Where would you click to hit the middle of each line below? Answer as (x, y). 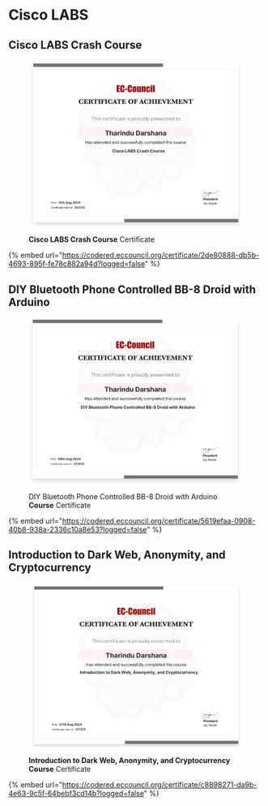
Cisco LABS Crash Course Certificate (92, 239)
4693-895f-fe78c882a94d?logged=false (77, 264)
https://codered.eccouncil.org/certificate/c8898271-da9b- (160, 784)
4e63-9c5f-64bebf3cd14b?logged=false (76, 793)
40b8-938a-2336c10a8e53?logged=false (78, 530)
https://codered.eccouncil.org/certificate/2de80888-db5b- (161, 255)
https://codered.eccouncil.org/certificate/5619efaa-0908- (159, 521)
